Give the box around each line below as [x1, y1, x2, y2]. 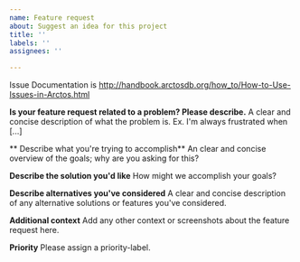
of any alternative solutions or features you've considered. [9, 198, 228, 209]
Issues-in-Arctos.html [9, 89, 90, 100]
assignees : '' [9, 47, 63, 56]
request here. [9, 225, 60, 236]
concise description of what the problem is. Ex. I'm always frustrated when [9, 117, 288, 127]
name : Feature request [9, 13, 95, 23]
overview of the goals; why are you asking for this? [9, 153, 200, 164]
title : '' [9, 30, 47, 39]
